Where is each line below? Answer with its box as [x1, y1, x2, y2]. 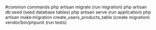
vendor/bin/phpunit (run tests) [5, 19, 67, 25]
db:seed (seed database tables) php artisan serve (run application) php [5, 9, 152, 15]
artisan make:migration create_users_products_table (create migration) [5, 15, 150, 20]
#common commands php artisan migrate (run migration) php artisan [5, 4, 147, 10]
